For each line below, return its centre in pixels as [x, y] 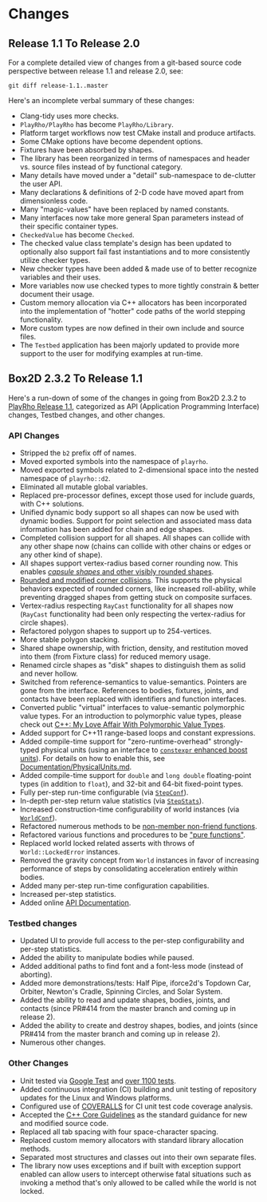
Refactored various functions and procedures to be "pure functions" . [132, 835]
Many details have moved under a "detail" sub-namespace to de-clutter [138, 175]
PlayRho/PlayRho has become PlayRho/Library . [96, 124]
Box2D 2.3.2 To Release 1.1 [76, 379]
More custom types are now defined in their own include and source [132, 328]
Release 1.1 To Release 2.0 [74, 44]
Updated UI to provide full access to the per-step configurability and [132, 941]
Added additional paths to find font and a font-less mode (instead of [132, 966]
